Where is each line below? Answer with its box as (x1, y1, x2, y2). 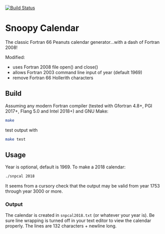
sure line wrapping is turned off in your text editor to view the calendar (5, 217, 151, 224)
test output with (5, 127, 38, 133)
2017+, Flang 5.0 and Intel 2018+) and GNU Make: (5, 108, 109, 114)
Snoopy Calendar (5, 23, 79, 34)
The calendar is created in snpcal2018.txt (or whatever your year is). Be (5, 212, 155, 218)
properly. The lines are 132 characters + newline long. (5, 223, 117, 229)
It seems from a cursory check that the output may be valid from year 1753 (5, 183, 160, 189)
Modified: (5, 54, 25, 60)
